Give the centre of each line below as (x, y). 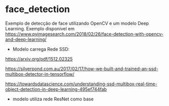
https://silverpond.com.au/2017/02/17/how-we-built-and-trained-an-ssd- (82, 69)
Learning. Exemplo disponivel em (40, 28)
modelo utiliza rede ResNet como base (53, 99)
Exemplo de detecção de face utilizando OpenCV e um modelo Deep (77, 23)
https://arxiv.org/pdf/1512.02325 (39, 59)
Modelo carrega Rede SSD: (41, 49)
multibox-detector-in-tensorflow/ (40, 74)
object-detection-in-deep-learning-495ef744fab (56, 89)
